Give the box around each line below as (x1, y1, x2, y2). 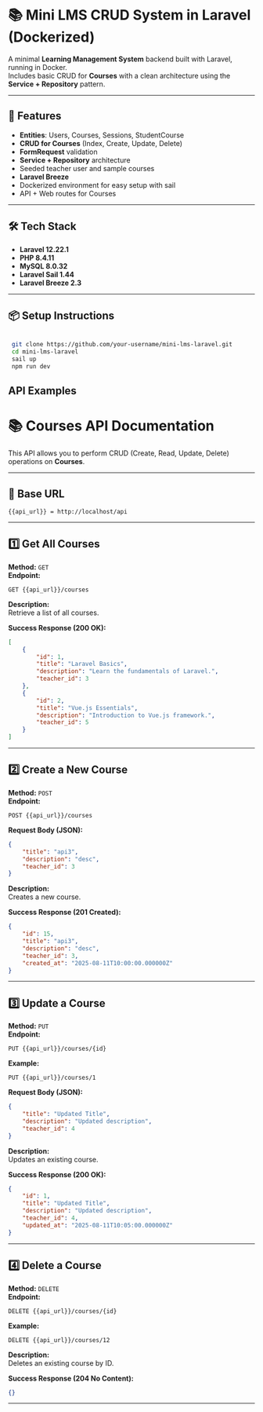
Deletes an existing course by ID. (8, 1358, 114, 1367)
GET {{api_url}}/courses (8, 586, 89, 594)
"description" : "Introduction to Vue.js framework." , (36, 711, 215, 719)
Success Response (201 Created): (8, 908, 121, 917)
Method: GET (8, 562, 49, 572)
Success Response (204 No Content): (8, 1374, 135, 1383)
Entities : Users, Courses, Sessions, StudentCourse (19, 130, 185, 140)
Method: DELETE (8, 1283, 60, 1293)
